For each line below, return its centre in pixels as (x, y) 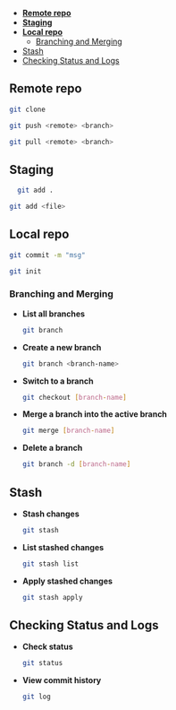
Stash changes (50, 514)
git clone (28, 109)
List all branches (54, 314)
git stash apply (52, 597)
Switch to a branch (58, 381)
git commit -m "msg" (48, 255)
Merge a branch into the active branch (95, 414)
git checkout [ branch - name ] (74, 397)
